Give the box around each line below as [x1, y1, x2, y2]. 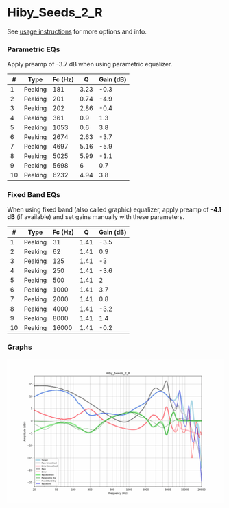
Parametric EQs [7, 45, 60, 54]
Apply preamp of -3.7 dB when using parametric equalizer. [7, 60, 173, 68]
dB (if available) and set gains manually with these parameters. [7, 213, 185, 221]
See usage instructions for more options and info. [7, 27, 147, 36]
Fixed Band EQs [7, 190, 60, 199]
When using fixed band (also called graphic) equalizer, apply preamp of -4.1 [7, 205, 221, 214]
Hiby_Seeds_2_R [7, 5, 103, 21]
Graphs [7, 342, 32, 352]
